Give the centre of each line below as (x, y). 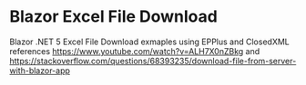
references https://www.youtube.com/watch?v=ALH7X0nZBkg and (135, 51)
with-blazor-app (40, 71)
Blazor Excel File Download (114, 17)
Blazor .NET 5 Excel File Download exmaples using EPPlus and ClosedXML (149, 42)
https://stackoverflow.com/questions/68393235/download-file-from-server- (153, 61)
